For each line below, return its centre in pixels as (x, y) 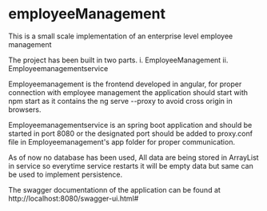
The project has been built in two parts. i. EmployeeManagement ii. (118, 60)
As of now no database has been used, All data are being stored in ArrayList (133, 157)
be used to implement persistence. (66, 174)
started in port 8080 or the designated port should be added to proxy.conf (131, 133)
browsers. (25, 109)
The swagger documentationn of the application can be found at (115, 189)
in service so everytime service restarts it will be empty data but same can (131, 165)
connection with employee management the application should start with (128, 92)
